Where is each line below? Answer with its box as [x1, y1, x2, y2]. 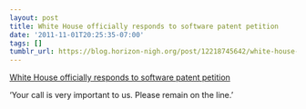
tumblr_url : [9, 47, 55, 56]
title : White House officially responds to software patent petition [9, 22, 280, 31]
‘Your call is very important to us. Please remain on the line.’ [9, 90, 234, 101]
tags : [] [9, 38, 43, 48]
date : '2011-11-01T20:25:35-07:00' [9, 30, 145, 39]
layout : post [9, 13, 59, 23]
